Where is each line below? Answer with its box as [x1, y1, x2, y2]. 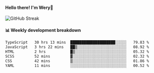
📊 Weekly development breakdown [5, 27, 81, 33]
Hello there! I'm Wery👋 [5, 4, 54, 10]
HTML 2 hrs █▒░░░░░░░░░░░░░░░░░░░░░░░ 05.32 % [5, 49, 149, 55]
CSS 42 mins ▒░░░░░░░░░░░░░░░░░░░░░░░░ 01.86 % [5, 58, 149, 64]
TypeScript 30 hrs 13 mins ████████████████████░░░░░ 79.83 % [5, 40, 149, 45]
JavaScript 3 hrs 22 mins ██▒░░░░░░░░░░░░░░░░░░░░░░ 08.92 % [5, 45, 149, 50]
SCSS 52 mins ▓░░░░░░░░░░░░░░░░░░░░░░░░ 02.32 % [5, 54, 149, 59]
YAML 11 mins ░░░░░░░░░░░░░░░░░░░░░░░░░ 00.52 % [5, 63, 149, 68]
